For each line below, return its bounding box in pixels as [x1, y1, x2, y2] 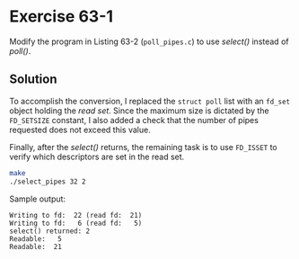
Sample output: [9, 193, 66, 204]
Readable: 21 [9, 242, 63, 251]
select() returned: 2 [9, 227, 91, 236]
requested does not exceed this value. [9, 124, 151, 135]
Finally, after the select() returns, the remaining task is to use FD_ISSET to [9, 141, 277, 152]
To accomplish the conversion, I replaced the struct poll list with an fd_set [9, 95, 291, 106]
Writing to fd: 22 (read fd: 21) [9, 210, 143, 219]
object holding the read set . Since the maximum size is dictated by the [9, 105, 269, 116]
